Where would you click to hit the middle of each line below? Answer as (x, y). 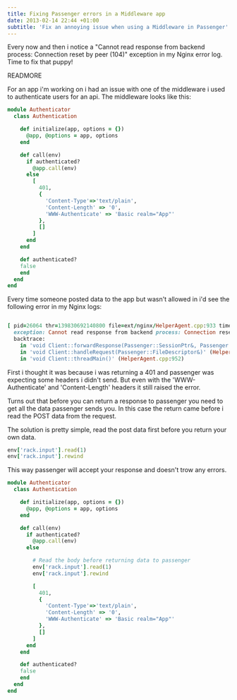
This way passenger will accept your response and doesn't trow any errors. (117, 470)
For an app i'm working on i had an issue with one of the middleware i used (116, 90)
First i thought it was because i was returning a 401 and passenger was (111, 372)
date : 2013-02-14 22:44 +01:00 (53, 20)
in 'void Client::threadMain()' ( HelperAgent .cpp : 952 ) (102, 358)
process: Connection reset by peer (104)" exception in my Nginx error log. (115, 54)
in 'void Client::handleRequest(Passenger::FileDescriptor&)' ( (116, 352)
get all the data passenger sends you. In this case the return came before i (115, 408)
